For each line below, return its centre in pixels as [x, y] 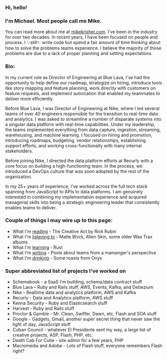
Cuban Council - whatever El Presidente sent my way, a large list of [82, 330]
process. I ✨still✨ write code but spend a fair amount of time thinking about [83, 43]
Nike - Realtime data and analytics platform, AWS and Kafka [74, 292]
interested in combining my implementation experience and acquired [76, 197]
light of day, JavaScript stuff [41, 324]
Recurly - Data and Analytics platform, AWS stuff [63, 298]
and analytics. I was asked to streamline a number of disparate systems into [83, 119]
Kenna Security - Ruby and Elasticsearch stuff [60, 303]
